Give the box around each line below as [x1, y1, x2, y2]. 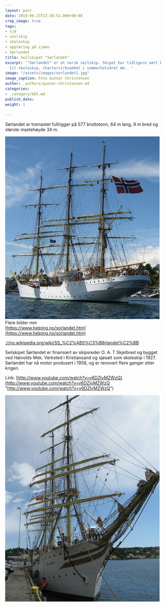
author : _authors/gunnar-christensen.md [5, 81, 90, 86]
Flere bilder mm [5, 320, 37, 326]
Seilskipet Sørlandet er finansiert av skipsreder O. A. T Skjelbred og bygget [5, 350, 158, 355]
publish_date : [5, 97, 35, 101]
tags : [5, 24, 16, 29]
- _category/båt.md [5, 92, 45, 97]
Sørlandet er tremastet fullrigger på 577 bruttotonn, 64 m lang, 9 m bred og [5, 121, 158, 127]
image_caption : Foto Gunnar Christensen [5, 76, 90, 81]
